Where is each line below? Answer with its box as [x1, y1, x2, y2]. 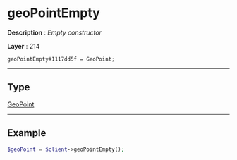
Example [7, 127, 47, 139]
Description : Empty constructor [7, 28, 102, 37]
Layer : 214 [7, 42, 40, 50]
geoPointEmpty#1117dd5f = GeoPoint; [7, 55, 115, 63]
